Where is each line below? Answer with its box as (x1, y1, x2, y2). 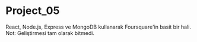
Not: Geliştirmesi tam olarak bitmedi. (5, 29, 94, 36)
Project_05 (5, 4, 60, 17)
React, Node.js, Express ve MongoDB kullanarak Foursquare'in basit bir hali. (5, 23, 191, 30)
